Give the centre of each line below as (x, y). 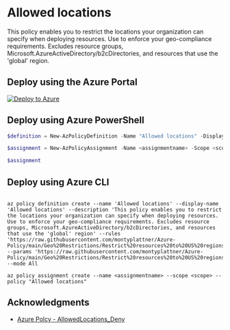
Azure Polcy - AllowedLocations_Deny (71, 319)
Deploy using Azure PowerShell (76, 120)
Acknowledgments (49, 303)
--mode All (23, 264)
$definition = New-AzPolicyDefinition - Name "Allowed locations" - (105, 136)
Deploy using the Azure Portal (73, 82)
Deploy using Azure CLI (58, 182)
